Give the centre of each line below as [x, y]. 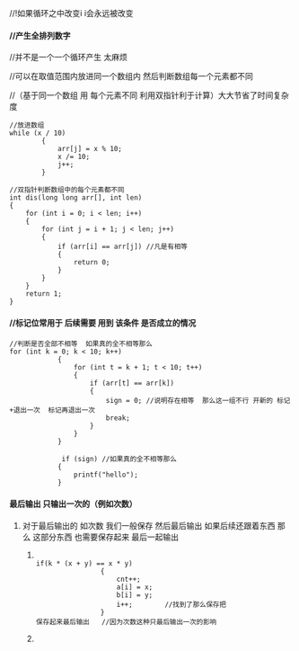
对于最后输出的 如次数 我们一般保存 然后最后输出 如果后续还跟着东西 [149, 525]
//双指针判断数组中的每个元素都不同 [67, 190]
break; [118, 418]
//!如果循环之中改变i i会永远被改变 [71, 13]
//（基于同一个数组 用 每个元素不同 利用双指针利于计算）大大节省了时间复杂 [149, 95]
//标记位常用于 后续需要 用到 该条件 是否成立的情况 [103, 323]
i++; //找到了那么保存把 [171, 604]
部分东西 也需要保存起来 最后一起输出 [110, 537]
